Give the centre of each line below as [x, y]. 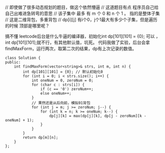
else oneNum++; [56, 93]
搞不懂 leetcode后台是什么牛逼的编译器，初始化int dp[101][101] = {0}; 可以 [80, 36]
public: [13, 62]
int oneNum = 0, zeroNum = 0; [62, 80]
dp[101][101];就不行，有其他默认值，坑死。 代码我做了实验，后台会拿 [81, 42]
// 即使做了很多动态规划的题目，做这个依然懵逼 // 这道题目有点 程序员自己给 [82, 7]
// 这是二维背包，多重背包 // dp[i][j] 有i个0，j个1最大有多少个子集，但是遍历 [81, 19]
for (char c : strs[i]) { [58, 85]
